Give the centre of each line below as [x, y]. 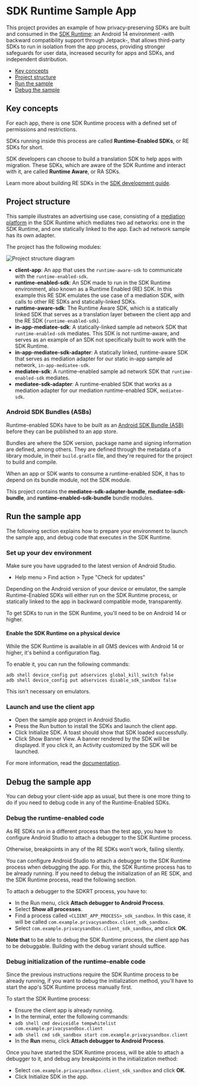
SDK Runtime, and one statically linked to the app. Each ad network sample [98, 229]
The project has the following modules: [54, 246]
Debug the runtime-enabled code [55, 818]
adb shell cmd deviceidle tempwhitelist [65, 1023]
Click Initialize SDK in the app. [51, 1076]
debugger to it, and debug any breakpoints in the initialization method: [92, 1059]
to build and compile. [32, 462]
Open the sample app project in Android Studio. [73, 720]
